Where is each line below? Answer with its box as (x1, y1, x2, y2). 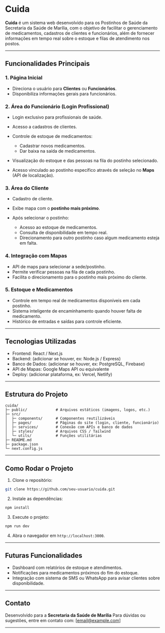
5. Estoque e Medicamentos (5, 286, 73, 293)
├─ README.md (5, 438, 32, 443)
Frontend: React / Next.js (12, 350, 63, 356)
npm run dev (5, 524, 29, 529)
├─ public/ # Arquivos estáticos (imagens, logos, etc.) (5, 408, 151, 412)
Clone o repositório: (12, 477, 53, 483)
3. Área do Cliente (5, 185, 49, 191)
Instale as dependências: (12, 496, 63, 502)
